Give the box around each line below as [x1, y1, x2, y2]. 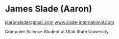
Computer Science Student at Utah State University [5, 28, 109, 34]
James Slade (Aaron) [5, 3, 92, 14]
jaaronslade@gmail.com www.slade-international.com [5, 19, 114, 25]
